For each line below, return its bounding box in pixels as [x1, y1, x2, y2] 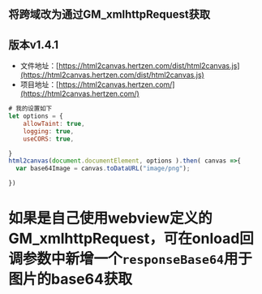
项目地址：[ [19, 80, 59, 89]
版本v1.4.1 [8, 37, 59, 51]
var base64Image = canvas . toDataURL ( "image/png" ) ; [15, 165, 191, 173]
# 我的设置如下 [8, 105, 53, 113]
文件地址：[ [19, 61, 59, 71]
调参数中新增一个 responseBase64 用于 [8, 250, 253, 268]
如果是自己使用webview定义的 [8, 210, 213, 227]
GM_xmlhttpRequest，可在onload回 [8, 230, 254, 248]
